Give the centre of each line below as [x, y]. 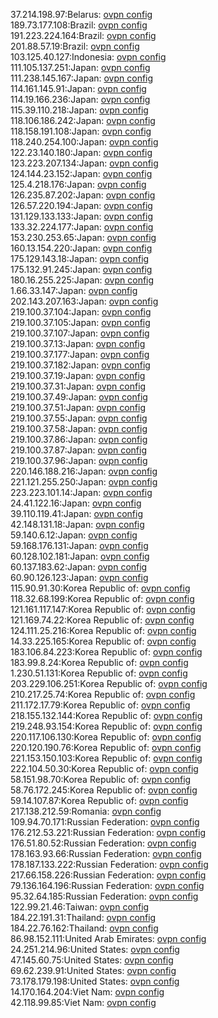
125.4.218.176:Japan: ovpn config [78, 184]
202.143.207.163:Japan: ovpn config [84, 301]
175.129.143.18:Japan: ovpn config [80, 258]
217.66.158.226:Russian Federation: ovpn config [108, 875]
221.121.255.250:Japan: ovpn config [84, 482]
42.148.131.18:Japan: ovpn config [77, 524]
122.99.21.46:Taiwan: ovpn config [80, 907]
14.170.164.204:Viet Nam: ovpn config [87, 992]
